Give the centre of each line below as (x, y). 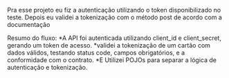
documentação (29, 25)
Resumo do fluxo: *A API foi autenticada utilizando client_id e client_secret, (114, 38)
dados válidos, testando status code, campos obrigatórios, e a (96, 52)
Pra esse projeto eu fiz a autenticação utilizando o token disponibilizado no (114, 10)
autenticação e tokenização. (47, 67)
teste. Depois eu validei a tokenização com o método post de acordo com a (115, 17)
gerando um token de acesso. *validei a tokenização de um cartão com (109, 45)
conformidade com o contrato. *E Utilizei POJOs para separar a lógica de (112, 60)
